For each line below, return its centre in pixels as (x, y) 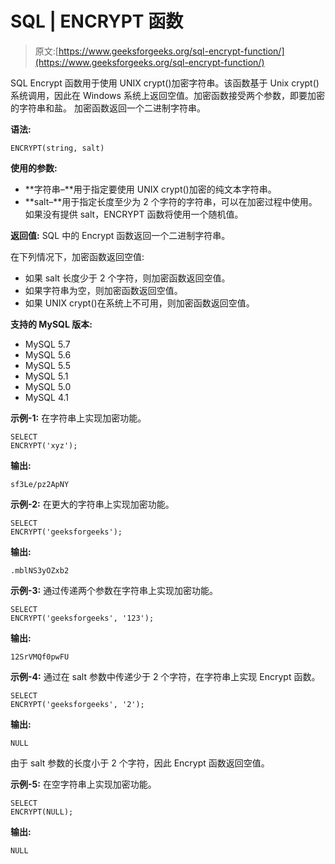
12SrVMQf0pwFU (40, 657)
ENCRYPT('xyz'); (44, 445)
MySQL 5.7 (47, 344)
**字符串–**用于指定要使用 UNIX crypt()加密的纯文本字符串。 (150, 189)
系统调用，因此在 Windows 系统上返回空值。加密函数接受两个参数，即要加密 (167, 95)
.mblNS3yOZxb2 (40, 570)
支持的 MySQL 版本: (51, 324)
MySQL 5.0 (48, 386)
